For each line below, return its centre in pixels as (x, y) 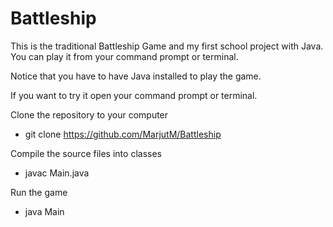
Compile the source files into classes (86, 153)
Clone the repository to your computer (89, 114)
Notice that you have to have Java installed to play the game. (136, 76)
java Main (44, 211)
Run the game (39, 192)
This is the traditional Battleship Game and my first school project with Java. (167, 46)
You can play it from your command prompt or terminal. (124, 56)
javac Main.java (57, 173)
